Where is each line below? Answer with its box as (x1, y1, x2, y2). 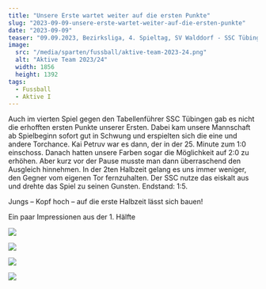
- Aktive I (15, 93, 51, 101)
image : (8, 41, 30, 49)
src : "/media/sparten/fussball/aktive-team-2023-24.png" (15, 48, 207, 56)
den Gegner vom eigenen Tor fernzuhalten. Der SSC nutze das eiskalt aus (8, 173, 249, 183)
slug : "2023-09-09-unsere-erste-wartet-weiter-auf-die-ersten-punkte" (8, 19, 246, 27)
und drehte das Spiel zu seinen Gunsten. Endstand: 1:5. (8, 181, 188, 191)
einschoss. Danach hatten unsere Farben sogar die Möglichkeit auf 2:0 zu (8, 148, 249, 158)
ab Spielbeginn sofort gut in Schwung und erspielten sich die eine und (8, 131, 237, 141)
